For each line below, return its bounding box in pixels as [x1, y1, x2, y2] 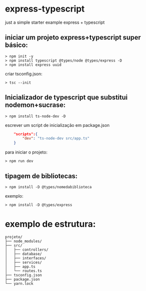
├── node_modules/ [5, 239, 42, 244]
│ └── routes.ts [5, 268, 42, 273]
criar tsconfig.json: [5, 71, 43, 77]
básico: [5, 41, 28, 49]
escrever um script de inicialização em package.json [5, 122, 110, 128]
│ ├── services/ [5, 260, 42, 265]
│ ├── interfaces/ [5, 256, 47, 260]
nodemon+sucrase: [5, 101, 66, 109]
